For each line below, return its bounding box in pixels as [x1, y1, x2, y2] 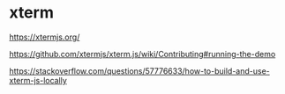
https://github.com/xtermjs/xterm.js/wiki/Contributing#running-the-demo [9, 48, 276, 59]
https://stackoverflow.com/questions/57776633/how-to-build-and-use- [9, 65, 271, 76]
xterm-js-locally [9, 75, 68, 85]
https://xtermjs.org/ [9, 32, 80, 42]
